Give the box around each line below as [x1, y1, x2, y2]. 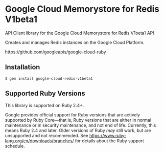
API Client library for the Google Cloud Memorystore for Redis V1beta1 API [5, 30, 154, 36]
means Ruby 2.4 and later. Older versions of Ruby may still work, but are [5, 127, 151, 133]
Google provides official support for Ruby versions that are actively [5, 111, 141, 118]
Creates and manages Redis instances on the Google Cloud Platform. [5, 39, 144, 45]
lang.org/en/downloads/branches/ [5, 138, 74, 144]
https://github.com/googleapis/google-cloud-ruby [5, 49, 106, 55]
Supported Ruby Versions [5, 89, 86, 98]
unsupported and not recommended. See [5, 132, 89, 138]
